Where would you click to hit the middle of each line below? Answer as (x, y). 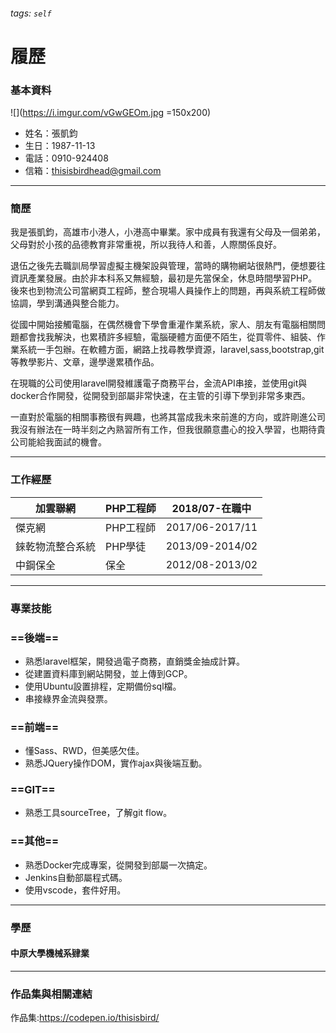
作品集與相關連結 (51, 994)
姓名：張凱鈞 (51, 133)
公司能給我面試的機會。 (58, 442)
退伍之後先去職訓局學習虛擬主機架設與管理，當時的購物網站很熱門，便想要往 (168, 266)
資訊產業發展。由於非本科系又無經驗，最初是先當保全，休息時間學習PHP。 (164, 278)
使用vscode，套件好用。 (75, 890)
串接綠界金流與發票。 (68, 698)
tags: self (31, 13)
